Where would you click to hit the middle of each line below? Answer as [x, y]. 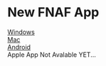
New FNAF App [53, 12]
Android [19, 47]
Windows [21, 32]
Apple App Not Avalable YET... [52, 55]
